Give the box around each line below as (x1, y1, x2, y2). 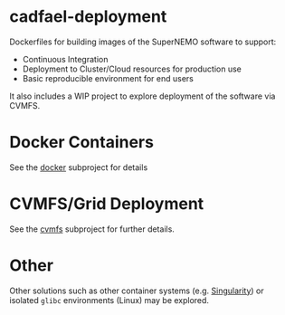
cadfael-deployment (9, 6, 167, 27)
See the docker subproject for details (9, 161, 148, 173)
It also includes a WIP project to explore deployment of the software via (9, 91, 276, 101)
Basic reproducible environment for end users (22, 72, 195, 83)
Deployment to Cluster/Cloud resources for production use (22, 63, 242, 74)
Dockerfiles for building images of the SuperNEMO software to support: (9, 36, 277, 47)
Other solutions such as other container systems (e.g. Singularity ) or (9, 285, 264, 296)
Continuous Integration (22, 53, 109, 64)
